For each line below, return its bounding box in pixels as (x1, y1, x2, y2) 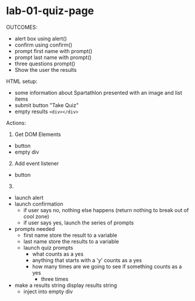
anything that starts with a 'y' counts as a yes (32, 256, 142, 263)
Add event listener (14, 160, 59, 167)
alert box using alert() (14, 35, 67, 42)
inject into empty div (23, 287, 73, 295)
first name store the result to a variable (23, 231, 117, 239)
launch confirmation (14, 200, 63, 207)
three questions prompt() (14, 60, 75, 67)
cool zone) (23, 213, 50, 220)
